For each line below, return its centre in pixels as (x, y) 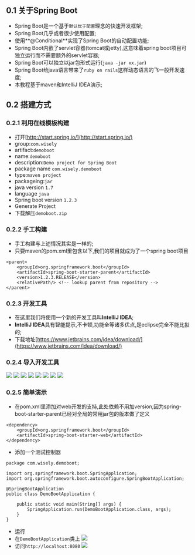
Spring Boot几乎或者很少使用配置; (55, 33)
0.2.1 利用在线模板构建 (38, 123)
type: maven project (38, 174)
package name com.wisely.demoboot (58, 169)
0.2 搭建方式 (29, 105)
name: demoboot (32, 156)
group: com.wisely (36, 143)
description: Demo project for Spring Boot (66, 162)
